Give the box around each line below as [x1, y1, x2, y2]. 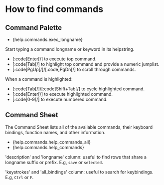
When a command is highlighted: [5, 76, 73, 82]
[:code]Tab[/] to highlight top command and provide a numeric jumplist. [12, 61, 160, 67]
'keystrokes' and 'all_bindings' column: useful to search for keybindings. [5, 169, 154, 175]
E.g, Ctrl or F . [5, 174, 34, 180]
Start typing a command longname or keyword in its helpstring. [5, 46, 135, 52]
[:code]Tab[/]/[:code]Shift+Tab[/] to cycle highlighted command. [12, 86, 145, 92]
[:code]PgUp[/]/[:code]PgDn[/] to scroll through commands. [12, 66, 136, 72]
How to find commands [5, 3, 104, 15]
